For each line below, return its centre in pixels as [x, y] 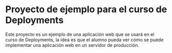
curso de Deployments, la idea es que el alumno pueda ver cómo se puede [84, 40]
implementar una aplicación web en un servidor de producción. [72, 45]
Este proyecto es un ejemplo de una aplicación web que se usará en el [80, 34]
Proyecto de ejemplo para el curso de [86, 9]
